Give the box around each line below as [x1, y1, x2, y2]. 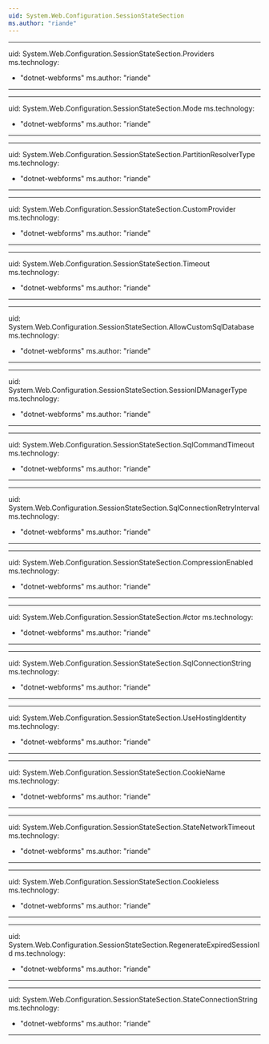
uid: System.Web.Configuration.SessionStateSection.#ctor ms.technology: [8, 612, 254, 621]
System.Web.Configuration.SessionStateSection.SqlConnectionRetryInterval [8, 503, 260, 512]
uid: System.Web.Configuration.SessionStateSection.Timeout [8, 258, 211, 269]
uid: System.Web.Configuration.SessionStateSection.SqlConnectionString [8, 658, 251, 668]
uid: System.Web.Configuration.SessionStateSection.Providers [8, 49, 215, 59]
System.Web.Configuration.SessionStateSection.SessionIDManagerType [8, 385, 247, 395]
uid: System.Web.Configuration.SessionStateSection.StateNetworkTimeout [8, 822, 255, 832]
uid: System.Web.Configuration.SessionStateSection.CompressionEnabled [8, 557, 254, 567]
